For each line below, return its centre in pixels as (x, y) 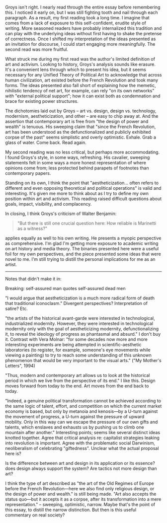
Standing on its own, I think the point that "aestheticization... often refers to (82, 183)
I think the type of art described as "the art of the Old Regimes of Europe (80, 483)
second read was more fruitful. (37, 49)
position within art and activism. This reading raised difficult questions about (83, 199)
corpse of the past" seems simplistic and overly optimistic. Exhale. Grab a (81, 137)
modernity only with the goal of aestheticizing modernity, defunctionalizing (82, 329)
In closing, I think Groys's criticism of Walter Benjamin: (61, 214)
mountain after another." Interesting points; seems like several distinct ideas (83, 432)
